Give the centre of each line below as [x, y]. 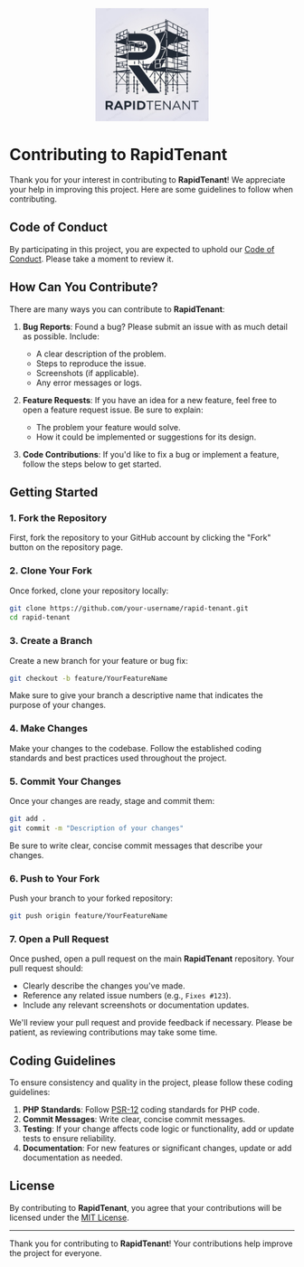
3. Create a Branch [51, 641]
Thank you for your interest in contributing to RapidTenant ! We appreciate [147, 179]
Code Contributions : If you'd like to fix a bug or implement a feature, [151, 454]
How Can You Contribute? [84, 287]
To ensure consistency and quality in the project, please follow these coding [152, 1083]
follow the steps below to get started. [92, 464]
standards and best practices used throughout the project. [119, 758]
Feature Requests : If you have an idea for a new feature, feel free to [150, 400]
